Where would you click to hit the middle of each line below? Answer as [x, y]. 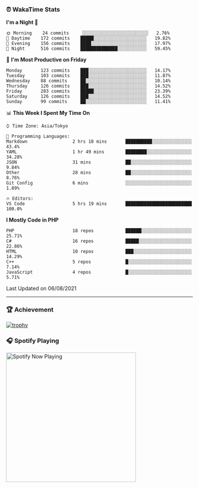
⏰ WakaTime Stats [33, 9]
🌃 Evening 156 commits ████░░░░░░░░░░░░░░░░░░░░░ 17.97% [88, 44]
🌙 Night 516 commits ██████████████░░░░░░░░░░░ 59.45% [88, 49]
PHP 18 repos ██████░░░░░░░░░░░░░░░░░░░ [99, 231]
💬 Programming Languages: [38, 137]
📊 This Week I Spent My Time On [48, 113]
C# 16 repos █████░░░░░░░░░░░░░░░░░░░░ [99, 241]
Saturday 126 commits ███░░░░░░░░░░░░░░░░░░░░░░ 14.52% [88, 97]
